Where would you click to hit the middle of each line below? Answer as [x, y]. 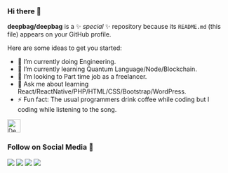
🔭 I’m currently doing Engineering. [67, 62]
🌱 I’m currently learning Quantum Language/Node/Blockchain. [107, 69]
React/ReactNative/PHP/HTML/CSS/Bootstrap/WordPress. [102, 91]
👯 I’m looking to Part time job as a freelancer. [82, 77]
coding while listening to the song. [67, 110]
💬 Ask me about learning [53, 84]
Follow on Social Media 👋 [51, 147]
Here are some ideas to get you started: [65, 48]
